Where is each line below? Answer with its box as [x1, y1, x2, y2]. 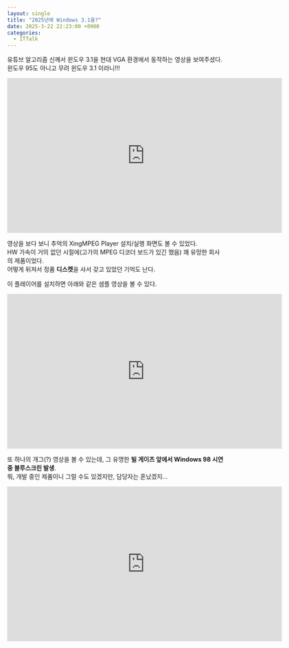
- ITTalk [13, 36, 38, 43]
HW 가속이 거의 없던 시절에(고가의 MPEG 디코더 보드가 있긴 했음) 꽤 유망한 [7, 248, 207, 257]
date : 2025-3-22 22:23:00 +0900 [7, 23, 100, 30]
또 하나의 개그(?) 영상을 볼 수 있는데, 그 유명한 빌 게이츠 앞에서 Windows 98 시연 [7, 455, 224, 464]
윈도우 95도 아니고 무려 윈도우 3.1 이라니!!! [7, 64, 120, 72]
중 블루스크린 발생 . [7, 464, 56, 472]
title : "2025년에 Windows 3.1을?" [7, 17, 102, 23]
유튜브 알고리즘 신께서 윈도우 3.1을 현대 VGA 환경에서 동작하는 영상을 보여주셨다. [7, 56, 223, 64]
